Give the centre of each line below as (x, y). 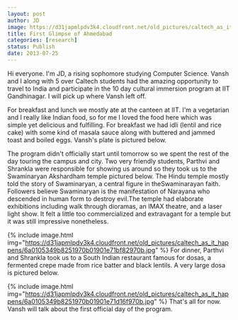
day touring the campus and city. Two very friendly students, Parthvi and (114, 161)
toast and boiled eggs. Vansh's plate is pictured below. (87, 139)
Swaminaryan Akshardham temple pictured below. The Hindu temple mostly (118, 176)
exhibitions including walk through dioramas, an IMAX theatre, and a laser (115, 206)
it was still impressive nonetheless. (58, 221)
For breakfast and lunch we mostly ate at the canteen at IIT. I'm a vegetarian (118, 110)
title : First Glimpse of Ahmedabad (60, 34)
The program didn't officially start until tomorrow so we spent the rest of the (118, 154)
